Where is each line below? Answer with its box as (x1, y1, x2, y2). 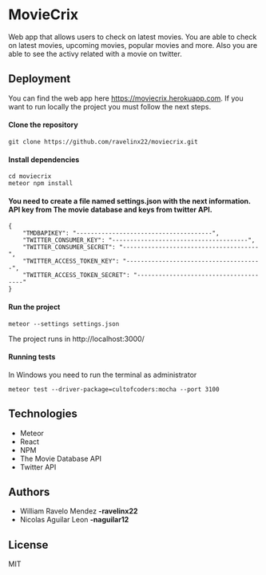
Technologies (8, 407, 78, 421)
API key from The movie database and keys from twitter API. (8, 204, 213, 214)
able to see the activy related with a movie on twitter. (8, 49, 182, 58)
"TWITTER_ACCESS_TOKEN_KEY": (22, 257, 120, 265)
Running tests (8, 352, 56, 362)
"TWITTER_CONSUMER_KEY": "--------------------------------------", (22, 236, 256, 244)
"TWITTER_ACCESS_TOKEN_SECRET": (22, 272, 130, 280)
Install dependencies (8, 154, 80, 165)
